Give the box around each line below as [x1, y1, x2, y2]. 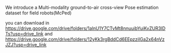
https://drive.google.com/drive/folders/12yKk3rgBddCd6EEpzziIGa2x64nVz [5, 36, 165, 42]
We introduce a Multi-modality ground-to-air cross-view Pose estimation [5, 5, 159, 10]
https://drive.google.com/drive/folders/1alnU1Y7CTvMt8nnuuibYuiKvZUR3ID [5, 25, 166, 31]
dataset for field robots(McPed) [5, 10, 72, 16]
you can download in [5, 20, 50, 26]
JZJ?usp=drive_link [5, 42, 47, 48]
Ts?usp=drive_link [5, 31, 44, 37]
